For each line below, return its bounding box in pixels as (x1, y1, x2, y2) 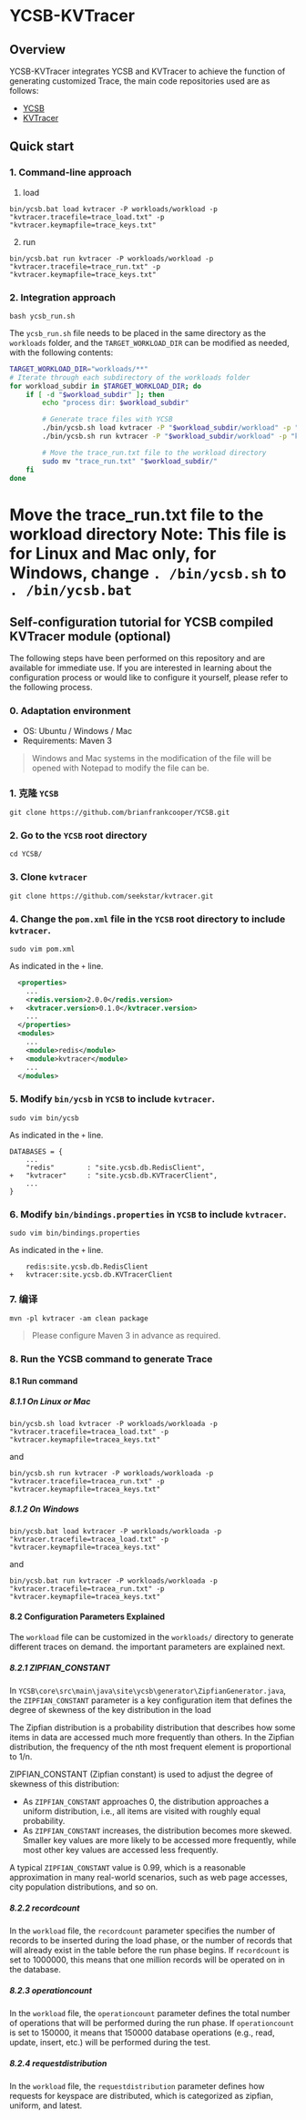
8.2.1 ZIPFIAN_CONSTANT (9, 1662, 111, 1673)
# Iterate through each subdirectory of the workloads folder (9, 372, 250, 382)
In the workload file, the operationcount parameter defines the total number (9, 2007, 291, 2018)
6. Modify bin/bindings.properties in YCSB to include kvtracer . (9, 1208, 287, 1220)
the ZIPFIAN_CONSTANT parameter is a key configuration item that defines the (9, 1695, 293, 1706)
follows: (9, 86, 39, 96)
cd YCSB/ (9, 850, 43, 859)
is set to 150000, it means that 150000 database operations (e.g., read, (9, 2027, 275, 2038)
